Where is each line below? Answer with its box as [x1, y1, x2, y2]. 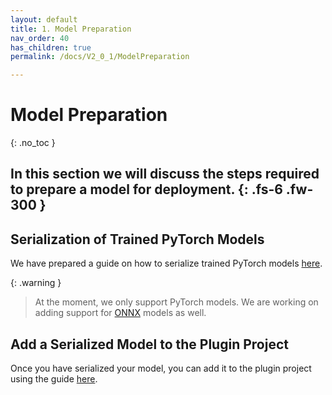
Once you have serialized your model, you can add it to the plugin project [10, 362, 312, 375]
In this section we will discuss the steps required [10, 166, 320, 183]
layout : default [10, 14, 78, 25]
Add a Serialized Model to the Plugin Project [10, 336, 289, 353]
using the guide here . [10, 373, 98, 385]
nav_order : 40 [10, 33, 70, 43]
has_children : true [10, 42, 92, 53]
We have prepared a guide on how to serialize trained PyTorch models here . [10, 257, 323, 270]
